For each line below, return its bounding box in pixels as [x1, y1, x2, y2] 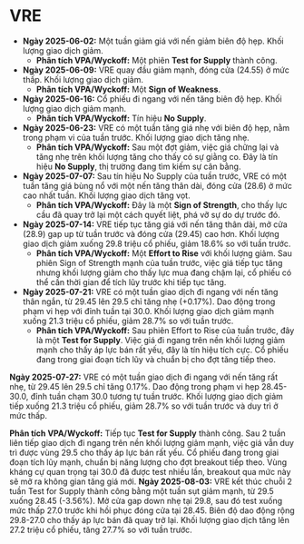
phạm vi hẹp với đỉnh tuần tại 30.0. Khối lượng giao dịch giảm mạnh [22, 305, 275, 316]
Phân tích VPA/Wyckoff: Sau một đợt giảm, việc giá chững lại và [35, 142, 279, 153]
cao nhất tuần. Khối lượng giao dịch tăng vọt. [22, 190, 191, 201]
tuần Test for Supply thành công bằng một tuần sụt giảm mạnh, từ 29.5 [9, 485, 274, 496]
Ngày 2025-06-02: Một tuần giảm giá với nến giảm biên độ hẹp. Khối [22, 35, 284, 46]
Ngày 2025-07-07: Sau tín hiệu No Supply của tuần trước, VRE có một [22, 170, 288, 182]
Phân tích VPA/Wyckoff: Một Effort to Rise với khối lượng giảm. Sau [35, 247, 292, 259]
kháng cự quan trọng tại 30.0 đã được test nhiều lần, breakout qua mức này [9, 466, 291, 477]
